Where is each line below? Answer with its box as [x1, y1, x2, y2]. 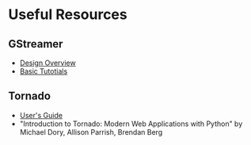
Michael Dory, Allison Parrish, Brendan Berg [19, 127, 163, 136]
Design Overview [19, 58, 77, 67]
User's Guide [19, 110, 63, 120]
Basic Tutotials [19, 67, 68, 76]
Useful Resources [8, 6, 128, 24]
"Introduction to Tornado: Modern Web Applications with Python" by [19, 119, 243, 128]
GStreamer [8, 37, 63, 51]
